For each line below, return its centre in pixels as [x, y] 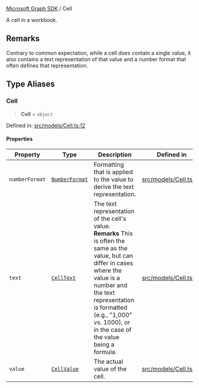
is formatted [110, 307]
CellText [63, 278]
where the [108, 270]
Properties [20, 139]
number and [111, 285]
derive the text [114, 187]
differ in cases [113, 263]
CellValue [65, 369]
